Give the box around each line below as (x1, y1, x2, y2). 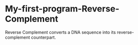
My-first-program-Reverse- (5, 3, 120, 14)
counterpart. (31, 34, 56, 40)
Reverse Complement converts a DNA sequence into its (5, 29, 116, 35)
